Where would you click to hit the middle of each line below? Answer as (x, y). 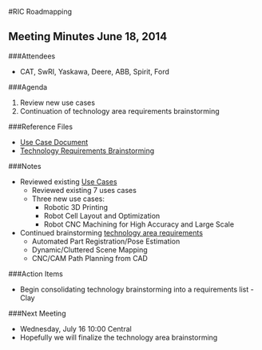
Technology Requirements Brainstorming (87, 151)
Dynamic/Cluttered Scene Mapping (89, 249)
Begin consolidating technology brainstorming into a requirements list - (137, 289)
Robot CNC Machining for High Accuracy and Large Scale (139, 224)
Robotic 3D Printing (75, 207)
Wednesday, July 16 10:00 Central (75, 328)
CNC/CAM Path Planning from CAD (89, 258)
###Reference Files (41, 127)
